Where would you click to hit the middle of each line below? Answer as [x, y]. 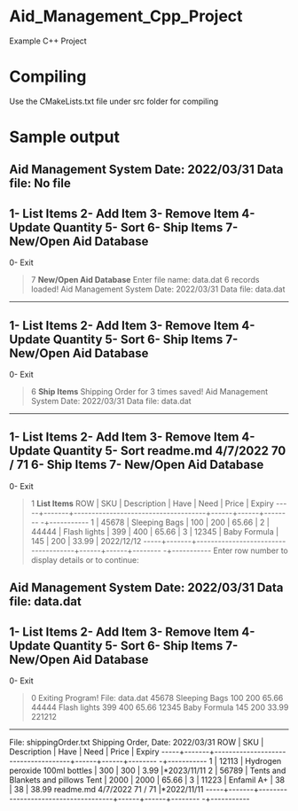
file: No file [40, 183]
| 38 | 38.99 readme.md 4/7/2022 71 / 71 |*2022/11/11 [106, 790]
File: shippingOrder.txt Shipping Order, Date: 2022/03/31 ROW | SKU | [137, 743]
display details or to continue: [85, 559]
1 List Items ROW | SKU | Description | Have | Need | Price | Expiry [153, 503]
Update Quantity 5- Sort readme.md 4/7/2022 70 [148, 451]
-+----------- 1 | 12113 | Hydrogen [220, 761]
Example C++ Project [48, 41]
